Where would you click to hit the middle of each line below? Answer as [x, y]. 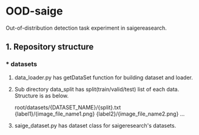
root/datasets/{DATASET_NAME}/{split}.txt [68, 107]
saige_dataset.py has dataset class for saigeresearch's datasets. [95, 125]
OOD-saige [34, 11]
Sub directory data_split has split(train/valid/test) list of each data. [97, 89]
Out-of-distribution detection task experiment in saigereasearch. [86, 28]
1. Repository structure [50, 47]
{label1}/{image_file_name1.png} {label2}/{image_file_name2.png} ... [99, 114]
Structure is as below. [42, 96]
